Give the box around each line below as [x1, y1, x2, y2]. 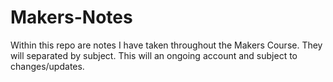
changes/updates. [10, 60, 85, 72]
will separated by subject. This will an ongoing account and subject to [10, 49, 298, 61]
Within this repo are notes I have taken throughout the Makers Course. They [10, 39, 323, 51]
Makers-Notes [10, 6, 133, 29]
